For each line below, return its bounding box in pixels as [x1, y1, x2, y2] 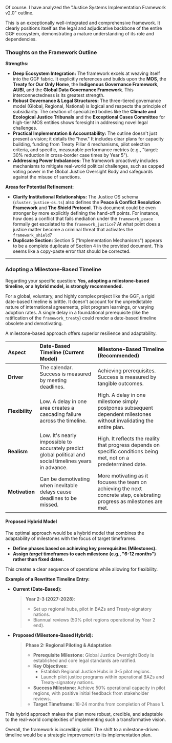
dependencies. [5, 36, 37, 42]
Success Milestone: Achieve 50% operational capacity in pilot [33, 685, 165, 691]
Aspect [8, 349, 26, 356]
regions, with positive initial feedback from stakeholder [33, 690, 149, 696]
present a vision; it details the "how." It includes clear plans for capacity [12, 136, 164, 142]
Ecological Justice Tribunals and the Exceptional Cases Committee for [12, 114, 165, 120]
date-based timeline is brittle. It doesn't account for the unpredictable [5, 298, 152, 305]
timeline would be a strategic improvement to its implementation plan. [5, 732, 152, 738]
